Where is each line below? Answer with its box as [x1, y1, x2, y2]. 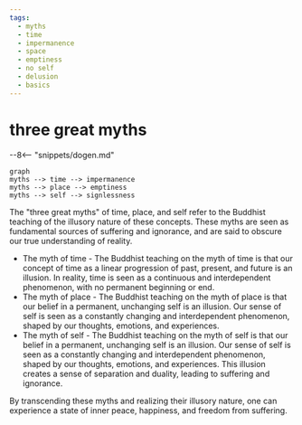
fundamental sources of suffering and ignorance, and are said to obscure [9, 225, 282, 236]
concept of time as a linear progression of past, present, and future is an [22, 262, 293, 273]
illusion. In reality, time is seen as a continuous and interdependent [22, 272, 271, 283]
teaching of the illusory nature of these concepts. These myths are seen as [9, 216, 289, 227]
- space [17, 47, 47, 56]
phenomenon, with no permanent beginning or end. [22, 281, 215, 292]
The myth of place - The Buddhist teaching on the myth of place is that [22, 291, 288, 302]
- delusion [17, 72, 59, 81]
